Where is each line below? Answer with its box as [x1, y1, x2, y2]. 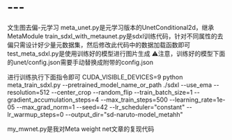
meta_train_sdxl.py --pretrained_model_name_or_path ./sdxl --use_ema [7, 80, 212, 89]
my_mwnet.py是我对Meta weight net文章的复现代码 [7, 125, 155, 133]
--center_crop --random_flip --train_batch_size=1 [51, 88, 193, 96]
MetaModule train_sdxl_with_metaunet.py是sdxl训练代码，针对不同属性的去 [7, 31, 224, 40]
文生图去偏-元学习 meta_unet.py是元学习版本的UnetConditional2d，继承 [7, 23, 215, 31]
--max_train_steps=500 [100, 95, 169, 104]
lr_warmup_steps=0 [7, 110, 64, 118]
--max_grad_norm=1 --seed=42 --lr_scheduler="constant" [16, 102, 185, 111]
